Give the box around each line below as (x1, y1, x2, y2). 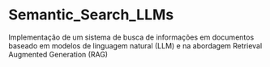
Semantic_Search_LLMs (8, 6, 174, 24)
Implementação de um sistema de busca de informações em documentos (8, 32, 255, 42)
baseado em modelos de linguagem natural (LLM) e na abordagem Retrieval (8, 40, 263, 50)
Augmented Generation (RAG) (8, 49, 108, 59)
